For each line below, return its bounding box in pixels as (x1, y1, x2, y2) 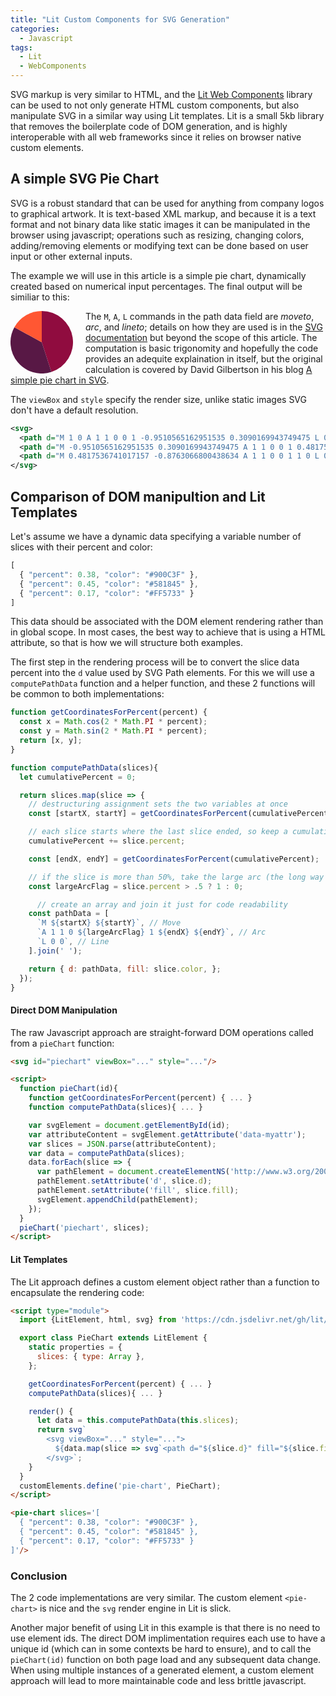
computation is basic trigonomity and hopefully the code (85, 342, 319, 354)
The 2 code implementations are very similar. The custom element (10, 1591, 283, 1603)
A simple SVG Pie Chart (10, 171, 160, 188)
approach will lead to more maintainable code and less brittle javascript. (10, 1674, 307, 1686)
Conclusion (10, 1569, 68, 1583)
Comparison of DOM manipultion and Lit (10, 488, 266, 505)
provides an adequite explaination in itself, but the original (85, 352, 323, 365)
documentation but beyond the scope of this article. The (85, 331, 318, 343)
